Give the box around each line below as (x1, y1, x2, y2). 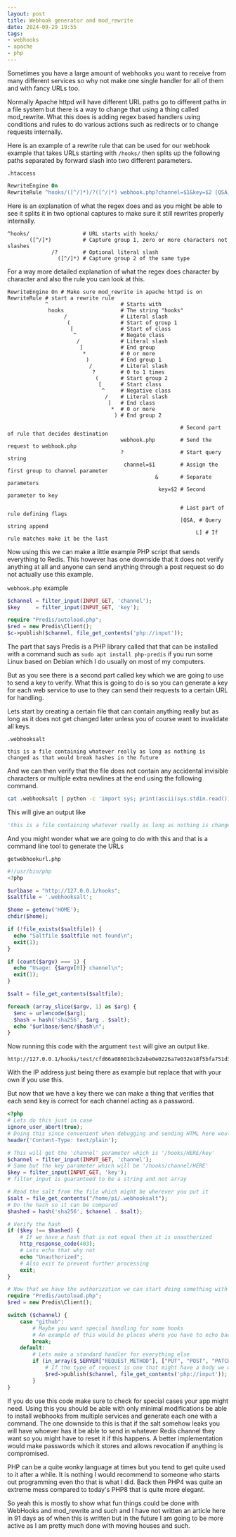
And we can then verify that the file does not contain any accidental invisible (7, 766, 228, 775)
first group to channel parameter (7, 467, 109, 474)
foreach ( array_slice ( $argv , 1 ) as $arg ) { (7, 1003, 137, 1010)
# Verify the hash (7, 1220, 61, 1227)
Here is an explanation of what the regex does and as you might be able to (7, 202, 223, 210)
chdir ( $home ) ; (7, 913, 49, 920)
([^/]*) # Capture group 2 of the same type (57, 255, 190, 262)
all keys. (7, 722, 32, 730)
